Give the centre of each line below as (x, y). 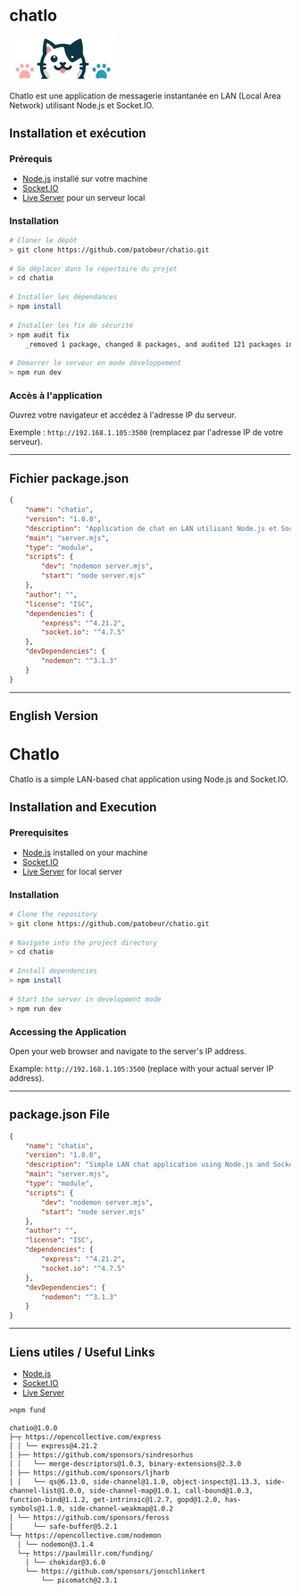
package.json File (59, 1114)
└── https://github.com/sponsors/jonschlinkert (115, 1572)
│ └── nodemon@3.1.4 (55, 1545)
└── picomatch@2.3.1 (79, 1581)
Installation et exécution (78, 134)
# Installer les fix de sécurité (71, 325)
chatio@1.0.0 (33, 1428)
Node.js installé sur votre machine (85, 178)
